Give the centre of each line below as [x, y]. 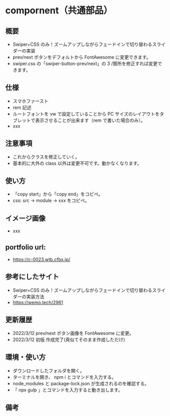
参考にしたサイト [32, 277]
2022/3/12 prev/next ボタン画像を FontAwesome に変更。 [73, 333]
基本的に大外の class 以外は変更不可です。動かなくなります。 [77, 163]
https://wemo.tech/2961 [38, 302]
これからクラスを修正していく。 [46, 156]
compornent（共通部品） [59, 11]
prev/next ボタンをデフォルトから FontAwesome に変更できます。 [82, 57]
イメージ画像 [26, 218]
